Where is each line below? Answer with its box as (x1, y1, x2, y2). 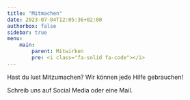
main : (19, 41, 36, 48)
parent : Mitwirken (31, 48, 84, 55)
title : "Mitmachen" (7, 10, 63, 17)
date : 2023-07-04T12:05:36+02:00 (7, 16, 103, 23)
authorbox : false (7, 22, 57, 29)
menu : (7, 35, 23, 42)
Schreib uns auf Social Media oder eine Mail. (7, 86, 133, 94)
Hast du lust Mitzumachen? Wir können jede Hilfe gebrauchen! (7, 73, 183, 81)
